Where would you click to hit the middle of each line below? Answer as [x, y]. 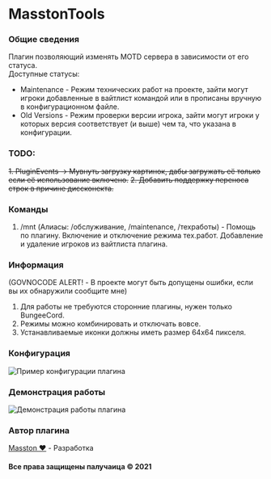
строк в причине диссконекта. [61, 188]
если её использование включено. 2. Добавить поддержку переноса [129, 179]
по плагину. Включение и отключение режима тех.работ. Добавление [142, 236]
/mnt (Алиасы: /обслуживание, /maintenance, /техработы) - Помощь [138, 227]
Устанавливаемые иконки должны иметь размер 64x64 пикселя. [133, 333]
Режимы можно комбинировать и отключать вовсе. [110, 324]
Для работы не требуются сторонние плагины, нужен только [126, 307]
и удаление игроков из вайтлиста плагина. [94, 244]
